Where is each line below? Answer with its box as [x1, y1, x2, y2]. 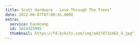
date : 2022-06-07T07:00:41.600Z [5, 12, 73, 17]
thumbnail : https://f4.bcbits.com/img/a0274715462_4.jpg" [10, 31, 135, 36]
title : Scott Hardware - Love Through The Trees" [5, 7, 112, 13]
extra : [5, 17, 19, 22]
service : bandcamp [10, 21, 49, 27]
